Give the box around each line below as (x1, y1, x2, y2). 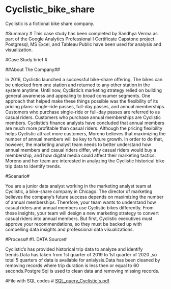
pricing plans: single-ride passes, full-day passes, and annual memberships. (5, 103, 165, 109)
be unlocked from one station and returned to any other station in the (5, 82, 150, 88)
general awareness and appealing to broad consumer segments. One (5, 92, 151, 99)
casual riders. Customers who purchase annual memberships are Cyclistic (5, 114, 161, 121)
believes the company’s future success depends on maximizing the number (5, 194, 164, 200)
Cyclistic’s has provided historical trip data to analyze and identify (5, 246, 143, 252)
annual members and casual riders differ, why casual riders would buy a (5, 147, 157, 153)
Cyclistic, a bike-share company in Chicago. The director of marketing (5, 188, 153, 195)
